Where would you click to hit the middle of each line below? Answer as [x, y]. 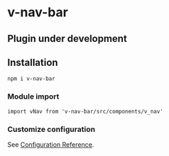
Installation [33, 62]
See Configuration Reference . [51, 144]
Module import [33, 96]
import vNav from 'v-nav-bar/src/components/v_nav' [85, 111]
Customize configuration [51, 129]
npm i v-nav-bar [31, 79]
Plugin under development [67, 39]
